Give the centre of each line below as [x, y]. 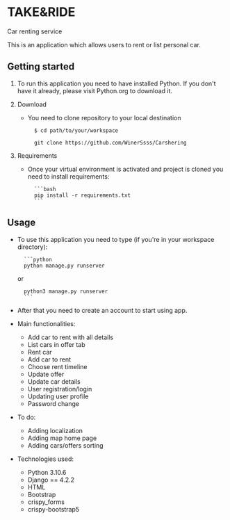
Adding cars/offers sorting [65, 445]
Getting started [41, 67]
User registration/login [60, 389]
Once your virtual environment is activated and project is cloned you [125, 169]
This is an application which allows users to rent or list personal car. [104, 44]
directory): [32, 247]
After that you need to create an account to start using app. [102, 310]
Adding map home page [62, 438]
